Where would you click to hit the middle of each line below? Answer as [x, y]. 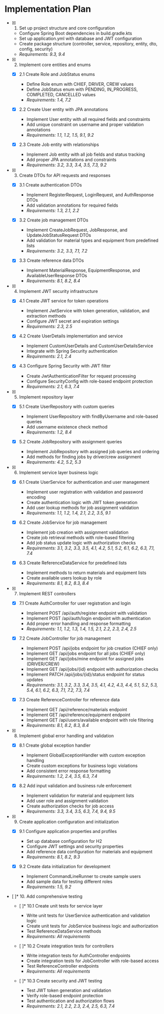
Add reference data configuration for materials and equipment [89, 852]
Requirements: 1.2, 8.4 [49, 432]
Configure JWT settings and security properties [75, 846]
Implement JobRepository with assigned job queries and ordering [93, 451]
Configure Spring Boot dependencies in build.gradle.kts [76, 33]
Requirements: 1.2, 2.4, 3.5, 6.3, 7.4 [62, 776]
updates [35, 680]
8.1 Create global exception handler [55, 745]
